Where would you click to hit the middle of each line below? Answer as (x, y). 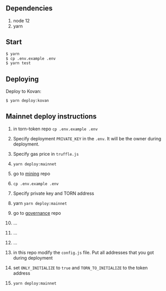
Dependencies (29, 8)
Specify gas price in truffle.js (46, 154)
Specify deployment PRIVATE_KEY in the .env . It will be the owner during (87, 138)
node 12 (21, 20)
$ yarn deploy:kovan (28, 101)
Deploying (22, 79)
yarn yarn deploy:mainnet (40, 203)
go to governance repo (37, 213)
